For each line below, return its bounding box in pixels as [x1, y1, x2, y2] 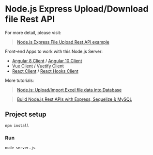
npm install [5, 123, 29, 128]
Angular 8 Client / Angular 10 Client [12, 58, 82, 63]
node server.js [5, 145, 36, 151]
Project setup [5, 110, 47, 119]
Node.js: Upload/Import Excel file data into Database [16, 87, 122, 93]
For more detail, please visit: [5, 30, 61, 35]
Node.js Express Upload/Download [5, 3, 149, 15]
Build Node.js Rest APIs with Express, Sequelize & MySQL [16, 96, 132, 102]
